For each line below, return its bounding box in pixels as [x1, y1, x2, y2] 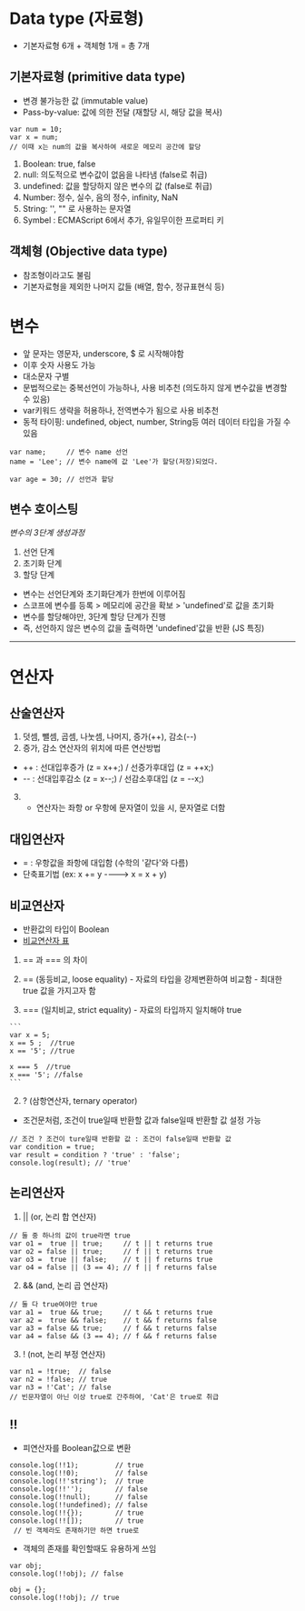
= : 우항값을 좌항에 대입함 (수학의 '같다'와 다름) [22, 857, 189, 868]
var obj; [9, 1561, 43, 1570]
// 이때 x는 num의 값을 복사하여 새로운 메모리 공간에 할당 [9, 142, 202, 151]
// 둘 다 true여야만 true [9, 1299, 98, 1309]
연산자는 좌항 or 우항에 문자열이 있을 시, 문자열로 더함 [35, 802, 226, 814]
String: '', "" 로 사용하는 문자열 [22, 203, 132, 214]
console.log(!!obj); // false [9, 1569, 124, 1578]
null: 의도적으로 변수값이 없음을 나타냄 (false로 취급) [22, 169, 208, 180]
